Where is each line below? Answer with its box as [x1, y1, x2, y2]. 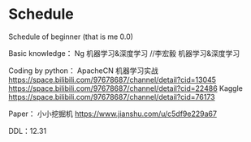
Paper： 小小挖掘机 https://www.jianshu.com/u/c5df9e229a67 [8, 109, 218, 118]
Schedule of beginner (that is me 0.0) [8, 32, 134, 41]
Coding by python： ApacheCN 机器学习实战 [8, 66, 158, 75]
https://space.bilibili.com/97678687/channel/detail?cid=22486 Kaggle [8, 83, 244, 93]
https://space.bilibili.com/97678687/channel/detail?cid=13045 [8, 75, 217, 84]
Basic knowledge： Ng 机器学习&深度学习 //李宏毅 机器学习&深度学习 [8, 48, 240, 58]
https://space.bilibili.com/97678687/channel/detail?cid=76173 [8, 92, 215, 101]
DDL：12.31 [8, 126, 47, 136]
